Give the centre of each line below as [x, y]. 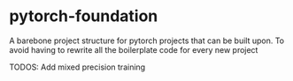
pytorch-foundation [84, 16]
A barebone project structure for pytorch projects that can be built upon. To [147, 40]
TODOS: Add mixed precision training [77, 67]
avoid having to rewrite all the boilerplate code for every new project [134, 49]
